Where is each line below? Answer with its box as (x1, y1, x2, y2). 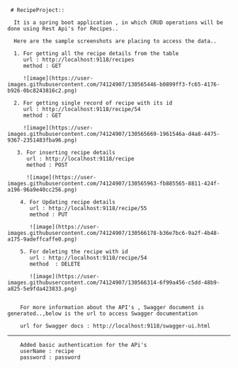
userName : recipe (20, 347, 74, 355)
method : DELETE (29, 260, 81, 268)
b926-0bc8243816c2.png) (7, 87, 78, 94)
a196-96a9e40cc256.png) (7, 186, 78, 193)
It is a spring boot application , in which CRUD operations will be (13, 19, 223, 26)
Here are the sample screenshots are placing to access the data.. (13, 38, 217, 45)
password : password (20, 354, 81, 361)
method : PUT (29, 211, 69, 218)
